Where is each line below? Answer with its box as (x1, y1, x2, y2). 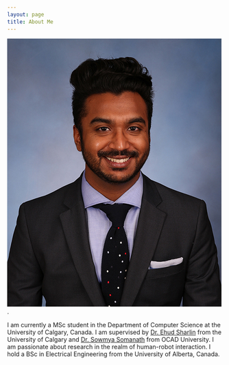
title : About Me (7, 18, 53, 25)
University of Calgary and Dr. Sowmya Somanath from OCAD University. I (7, 335, 214, 343)
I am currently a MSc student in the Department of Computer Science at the (7, 320, 221, 329)
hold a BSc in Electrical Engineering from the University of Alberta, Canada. (7, 350, 220, 358)
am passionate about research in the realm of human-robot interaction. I (7, 342, 211, 351)
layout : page (7, 11, 45, 18)
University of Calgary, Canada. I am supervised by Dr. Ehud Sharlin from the (7, 328, 221, 336)
